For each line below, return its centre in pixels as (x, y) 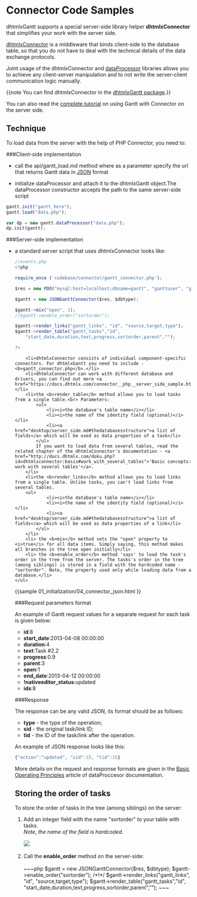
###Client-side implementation (44, 154)
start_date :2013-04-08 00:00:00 (64, 638)
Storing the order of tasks (62, 793)
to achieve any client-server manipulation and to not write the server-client (97, 74)
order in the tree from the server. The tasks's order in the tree (99, 559)
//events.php (31, 262)
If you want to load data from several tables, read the (107, 446)
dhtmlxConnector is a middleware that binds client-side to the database (93, 44)
